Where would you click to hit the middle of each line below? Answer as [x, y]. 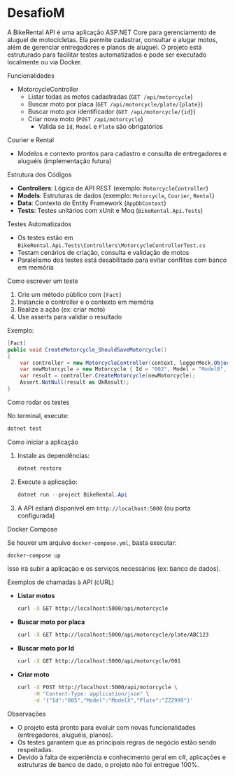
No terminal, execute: [38, 415]
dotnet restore [40, 468]
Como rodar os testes [38, 402]
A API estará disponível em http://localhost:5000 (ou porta [104, 508]
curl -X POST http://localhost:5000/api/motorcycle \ [97, 688]
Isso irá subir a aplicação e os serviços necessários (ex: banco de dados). [114, 569]
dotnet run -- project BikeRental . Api [72, 494]
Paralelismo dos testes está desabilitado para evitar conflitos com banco [122, 260]
